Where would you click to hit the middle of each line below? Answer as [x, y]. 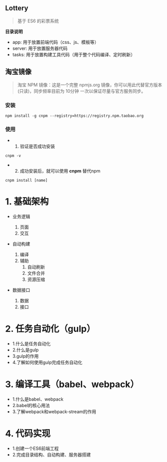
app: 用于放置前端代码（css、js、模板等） [56, 42]
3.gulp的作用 [25, 356]
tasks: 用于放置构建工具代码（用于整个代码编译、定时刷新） [74, 54]
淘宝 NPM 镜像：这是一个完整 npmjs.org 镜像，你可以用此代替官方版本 [90, 85]
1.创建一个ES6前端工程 [35, 448]
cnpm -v [13, 156]
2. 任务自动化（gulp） [50, 329]
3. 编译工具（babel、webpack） [72, 384]
